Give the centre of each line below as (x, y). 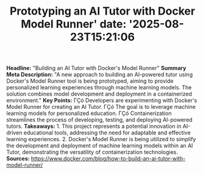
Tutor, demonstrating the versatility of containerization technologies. (92, 152)
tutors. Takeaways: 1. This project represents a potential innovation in (94, 127)
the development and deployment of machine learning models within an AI (100, 146)
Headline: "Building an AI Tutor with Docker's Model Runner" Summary (96, 68)
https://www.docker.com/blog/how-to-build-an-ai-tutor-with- (108, 159)
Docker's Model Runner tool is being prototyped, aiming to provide (90, 81)
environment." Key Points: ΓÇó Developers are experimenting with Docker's (102, 100)
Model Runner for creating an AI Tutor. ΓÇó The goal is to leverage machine (101, 107)
